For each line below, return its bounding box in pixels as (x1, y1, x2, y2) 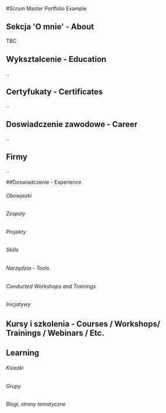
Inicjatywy (6, 301, 31, 308)
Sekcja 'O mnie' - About (6, 22, 94, 32)
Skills (6, 246, 19, 253)
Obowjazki (6, 192, 32, 199)
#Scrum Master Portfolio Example (6, 5, 87, 12)
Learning (6, 348, 40, 358)
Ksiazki (6, 364, 24, 371)
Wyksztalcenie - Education (6, 54, 107, 64)
